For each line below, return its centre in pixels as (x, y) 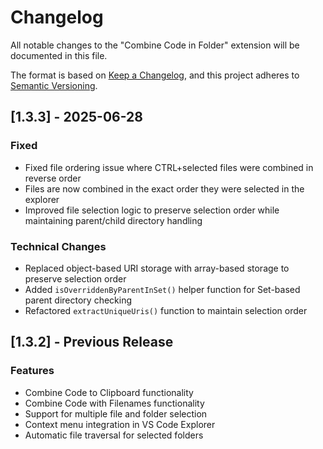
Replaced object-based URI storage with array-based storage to (157, 268)
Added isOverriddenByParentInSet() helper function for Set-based (162, 289)
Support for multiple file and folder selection (116, 413)
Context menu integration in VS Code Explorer (120, 424)
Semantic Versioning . (54, 85)
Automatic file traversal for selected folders (114, 435)
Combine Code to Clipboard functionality (109, 392)
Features (32, 371)
